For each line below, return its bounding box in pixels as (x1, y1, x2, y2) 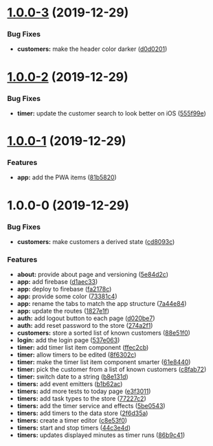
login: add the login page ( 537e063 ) (16, 336, 120, 344)
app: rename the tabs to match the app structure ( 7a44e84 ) (16, 300, 187, 308)
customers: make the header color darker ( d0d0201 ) (16, 45, 168, 53)
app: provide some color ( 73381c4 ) (16, 292, 118, 300)
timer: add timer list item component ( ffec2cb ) (16, 344, 149, 352)
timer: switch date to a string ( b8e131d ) (16, 372, 128, 381)
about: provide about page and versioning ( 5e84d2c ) (16, 270, 168, 279)
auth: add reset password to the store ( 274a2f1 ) (16, 322, 153, 330)
